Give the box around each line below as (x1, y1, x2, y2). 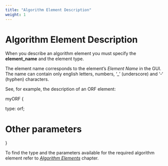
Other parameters (5, 123, 82, 135)
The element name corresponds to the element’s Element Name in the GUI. (5, 66, 161, 72)
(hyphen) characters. (5, 76, 49, 82)
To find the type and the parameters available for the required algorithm (5, 150, 155, 156)
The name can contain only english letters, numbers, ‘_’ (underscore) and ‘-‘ (5, 71, 163, 77)
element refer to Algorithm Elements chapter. (5, 155, 99, 161)
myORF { (5, 96, 24, 102)
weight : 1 (5, 12, 26, 17)
